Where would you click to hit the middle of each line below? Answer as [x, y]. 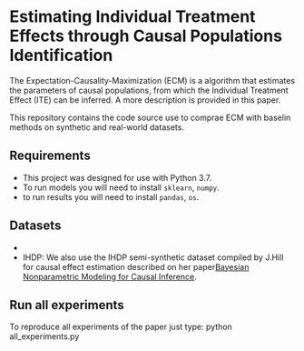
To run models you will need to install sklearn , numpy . [121, 187]
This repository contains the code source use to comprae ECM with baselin [150, 117]
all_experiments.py [44, 336]
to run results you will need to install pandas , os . [111, 196]
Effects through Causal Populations [146, 36]
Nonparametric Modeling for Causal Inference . [109, 276]
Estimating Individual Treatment [132, 17]
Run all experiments [67, 305]
